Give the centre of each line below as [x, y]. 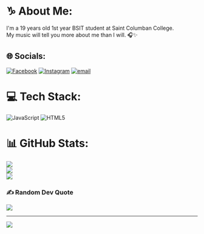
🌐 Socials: [26, 56]
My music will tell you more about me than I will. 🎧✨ [72, 35]
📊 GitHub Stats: [48, 143]
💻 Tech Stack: [44, 96]
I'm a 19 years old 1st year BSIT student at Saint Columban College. [90, 28]
